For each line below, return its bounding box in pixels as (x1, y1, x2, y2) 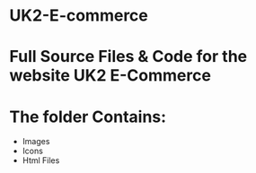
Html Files (22, 155, 60, 166)
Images (22, 136, 50, 147)
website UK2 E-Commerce (9, 65, 211, 86)
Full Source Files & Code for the (9, 47, 248, 67)
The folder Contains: (9, 107, 167, 126)
